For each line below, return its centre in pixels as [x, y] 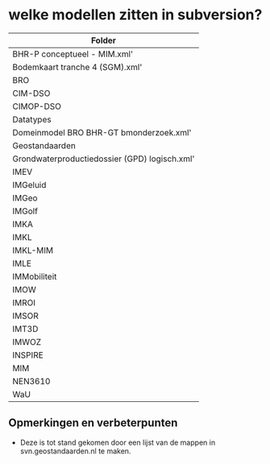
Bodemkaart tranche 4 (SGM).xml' [77, 67]
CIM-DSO [31, 93]
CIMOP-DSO [37, 106]
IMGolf [25, 211]
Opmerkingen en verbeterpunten [93, 423]
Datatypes [32, 119]
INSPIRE [28, 354]
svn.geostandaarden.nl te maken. [75, 451]
